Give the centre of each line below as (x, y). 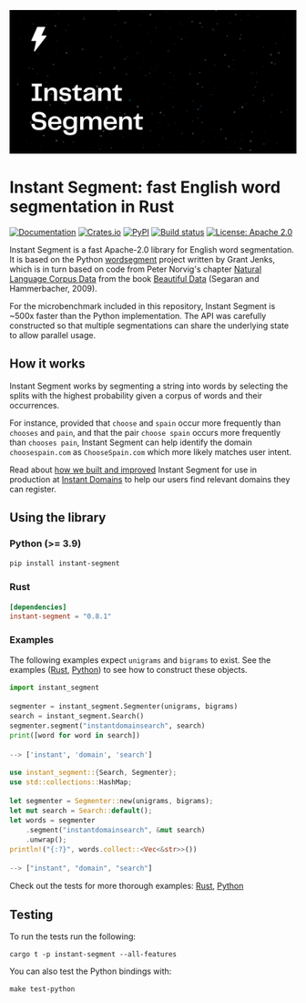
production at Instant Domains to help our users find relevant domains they (150, 479)
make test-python (42, 989)
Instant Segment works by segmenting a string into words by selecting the (149, 386)
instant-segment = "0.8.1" (61, 616)
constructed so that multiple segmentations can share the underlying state (149, 326)
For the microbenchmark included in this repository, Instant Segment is (143, 305)
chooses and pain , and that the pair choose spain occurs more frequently (145, 432)
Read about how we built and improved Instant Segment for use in (133, 470)
